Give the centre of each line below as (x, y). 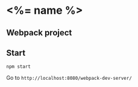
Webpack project (39, 33)
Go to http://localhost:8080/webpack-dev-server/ (69, 78)
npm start (19, 67)
